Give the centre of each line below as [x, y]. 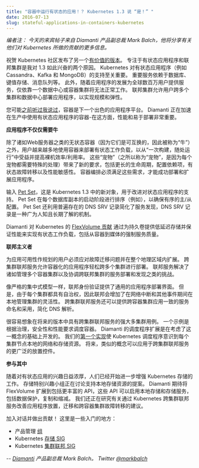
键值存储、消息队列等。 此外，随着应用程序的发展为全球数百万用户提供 [92, 82]
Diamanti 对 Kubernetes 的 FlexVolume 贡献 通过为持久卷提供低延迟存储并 [96, 227]
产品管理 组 [28, 431]
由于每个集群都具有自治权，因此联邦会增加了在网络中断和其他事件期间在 [105, 294]
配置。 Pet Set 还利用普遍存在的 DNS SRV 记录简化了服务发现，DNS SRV [95, 207]
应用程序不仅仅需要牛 [32, 130]
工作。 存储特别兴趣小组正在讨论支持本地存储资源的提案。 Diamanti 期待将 [97, 384]
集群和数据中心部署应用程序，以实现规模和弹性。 [66, 97]
